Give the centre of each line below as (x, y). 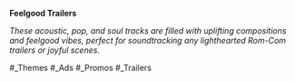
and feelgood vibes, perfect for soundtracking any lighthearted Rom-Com (148, 40)
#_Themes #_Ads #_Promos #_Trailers (81, 68)
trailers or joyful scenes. (54, 50)
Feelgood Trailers (43, 13)
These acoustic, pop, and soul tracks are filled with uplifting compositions (148, 30)
